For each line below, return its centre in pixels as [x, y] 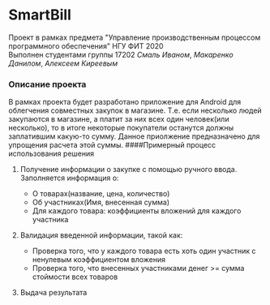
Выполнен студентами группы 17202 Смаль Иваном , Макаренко [121, 54]
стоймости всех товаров [75, 277]
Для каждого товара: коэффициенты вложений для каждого [137, 211]
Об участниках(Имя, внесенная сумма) [101, 202]
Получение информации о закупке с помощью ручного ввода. [129, 170]
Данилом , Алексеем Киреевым [63, 63]
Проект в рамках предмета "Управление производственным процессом [135, 37]
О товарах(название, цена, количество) [101, 194]
